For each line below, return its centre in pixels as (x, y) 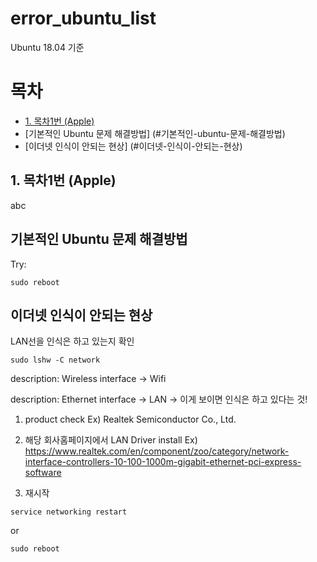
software (43, 473)
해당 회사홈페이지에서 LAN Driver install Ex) (111, 440)
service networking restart (69, 512)
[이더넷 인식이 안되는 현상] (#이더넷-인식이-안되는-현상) (133, 146)
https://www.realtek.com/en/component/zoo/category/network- (157, 451)
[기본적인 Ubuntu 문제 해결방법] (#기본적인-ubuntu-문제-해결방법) (155, 133)
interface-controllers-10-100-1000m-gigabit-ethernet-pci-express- (163, 462)
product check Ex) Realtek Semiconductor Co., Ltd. (130, 419)
